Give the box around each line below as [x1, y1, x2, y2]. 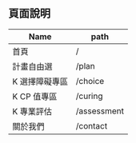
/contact [75, 120, 108, 131]
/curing [75, 90, 103, 101]
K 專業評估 [12, 105, 53, 117]
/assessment [75, 105, 124, 117]
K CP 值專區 [12, 90, 58, 101]
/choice [75, 75, 105, 86]
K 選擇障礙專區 [12, 76, 69, 87]
